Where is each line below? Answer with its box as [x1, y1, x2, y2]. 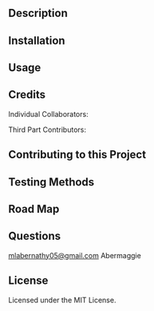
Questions [8, 229, 61, 243]
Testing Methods [8, 175, 95, 189]
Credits [8, 88, 46, 102]
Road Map [8, 202, 60, 216]
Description [8, 6, 68, 20]
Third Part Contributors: [8, 125, 86, 134]
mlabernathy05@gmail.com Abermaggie [8, 250, 141, 260]
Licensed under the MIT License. [8, 295, 116, 305]
